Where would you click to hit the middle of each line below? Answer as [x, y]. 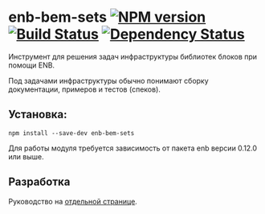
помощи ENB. [31, 65]
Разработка [39, 182]
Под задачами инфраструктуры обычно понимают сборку [108, 80]
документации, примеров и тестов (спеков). [84, 89]
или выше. [26, 156]
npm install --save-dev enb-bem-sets [71, 133]
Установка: [38, 115]
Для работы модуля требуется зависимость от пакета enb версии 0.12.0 [133, 148]
